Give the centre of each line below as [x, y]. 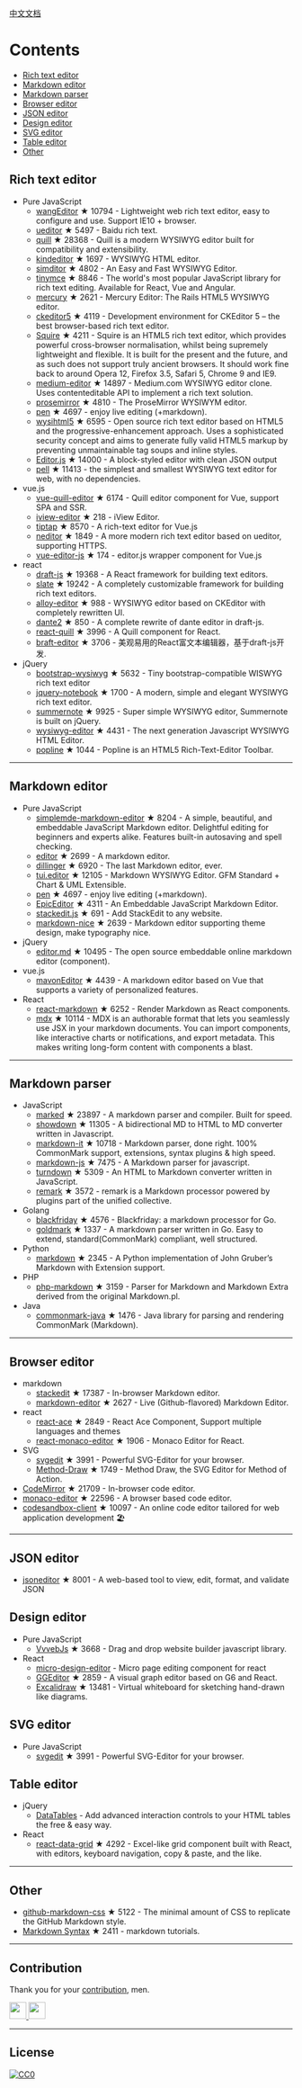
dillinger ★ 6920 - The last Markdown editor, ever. [129, 865]
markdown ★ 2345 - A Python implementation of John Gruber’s [154, 1259]
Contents [45, 50]
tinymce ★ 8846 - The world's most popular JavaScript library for [158, 278]
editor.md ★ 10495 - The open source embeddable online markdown [164, 951]
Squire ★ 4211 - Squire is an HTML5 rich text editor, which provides [161, 335]
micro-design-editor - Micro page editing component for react [151, 1668]
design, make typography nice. [93, 932]
